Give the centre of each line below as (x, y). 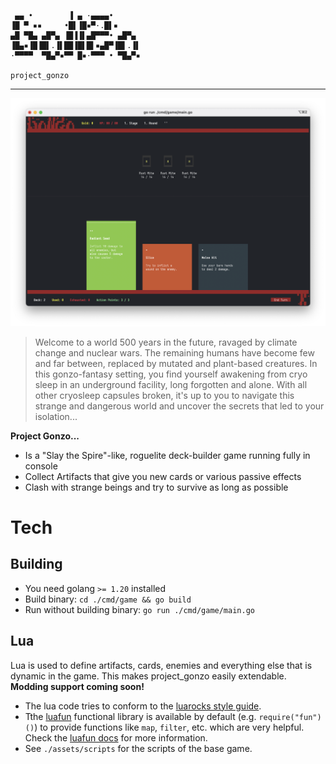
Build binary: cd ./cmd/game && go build (108, 599)
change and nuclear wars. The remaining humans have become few (174, 352)
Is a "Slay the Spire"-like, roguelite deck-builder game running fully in (167, 455)
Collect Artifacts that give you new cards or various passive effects (163, 476)
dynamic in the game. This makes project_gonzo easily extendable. (148, 676)
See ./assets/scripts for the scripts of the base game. (138, 748)
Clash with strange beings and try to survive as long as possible (156, 487)
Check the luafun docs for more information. (116, 737)
